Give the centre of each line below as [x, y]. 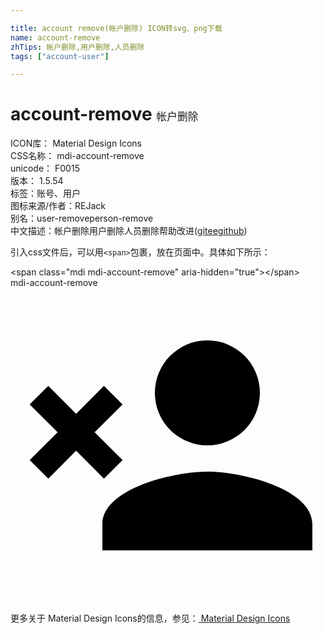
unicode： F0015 [45, 168]
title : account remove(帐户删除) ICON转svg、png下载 [116, 28]
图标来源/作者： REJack [58, 206]
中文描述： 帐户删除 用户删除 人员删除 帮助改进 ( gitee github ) [129, 231]
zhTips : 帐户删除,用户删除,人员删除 [77, 47]
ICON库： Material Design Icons [76, 143]
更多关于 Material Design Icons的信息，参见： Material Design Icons [150, 618]
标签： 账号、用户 [45, 193]
